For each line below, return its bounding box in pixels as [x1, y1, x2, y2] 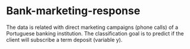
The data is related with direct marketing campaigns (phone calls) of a [6, 24, 179, 31]
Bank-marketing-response [6, 4, 141, 18]
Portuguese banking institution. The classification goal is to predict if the [6, 30, 184, 37]
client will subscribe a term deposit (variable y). [6, 36, 123, 43]
